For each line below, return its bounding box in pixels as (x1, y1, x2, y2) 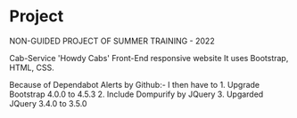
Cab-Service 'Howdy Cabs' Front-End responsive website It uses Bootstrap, (9, 52, 289, 63)
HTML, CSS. (9, 62, 55, 73)
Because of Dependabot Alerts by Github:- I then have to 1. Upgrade (9, 79, 260, 90)
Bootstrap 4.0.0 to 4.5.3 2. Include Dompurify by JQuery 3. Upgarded (9, 89, 264, 99)
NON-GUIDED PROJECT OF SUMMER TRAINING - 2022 (9, 35, 216, 46)
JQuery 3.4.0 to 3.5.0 (9, 98, 87, 108)
